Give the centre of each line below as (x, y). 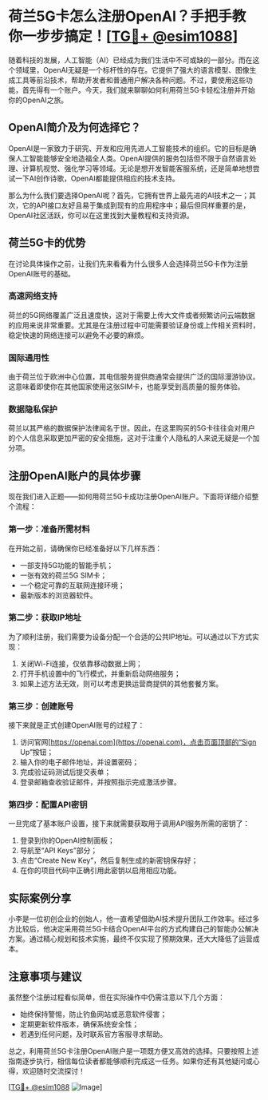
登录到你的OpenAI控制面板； (67, 840)
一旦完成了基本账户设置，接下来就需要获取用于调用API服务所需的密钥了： (129, 824)
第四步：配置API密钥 (48, 805)
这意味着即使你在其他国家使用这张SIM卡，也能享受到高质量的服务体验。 (126, 387)
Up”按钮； (37, 753)
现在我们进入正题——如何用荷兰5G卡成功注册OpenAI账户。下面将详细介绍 (130, 497)
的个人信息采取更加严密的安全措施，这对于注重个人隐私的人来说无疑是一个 (130, 438)
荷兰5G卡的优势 (47, 243)
